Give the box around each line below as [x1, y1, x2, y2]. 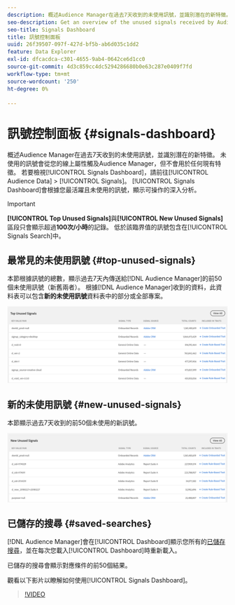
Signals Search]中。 [7, 232, 65, 240]
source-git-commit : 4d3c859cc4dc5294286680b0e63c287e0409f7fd [7, 63, 192, 70]
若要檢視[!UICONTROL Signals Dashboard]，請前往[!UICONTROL [20, 168, 208, 177]
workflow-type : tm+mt [7, 70, 71, 77]
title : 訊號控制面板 [7, 34, 61, 41]
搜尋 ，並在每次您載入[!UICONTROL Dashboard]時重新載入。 [7, 546, 181, 554]
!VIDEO [24, 590, 45, 599]
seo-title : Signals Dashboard [7, 26, 96, 33]
